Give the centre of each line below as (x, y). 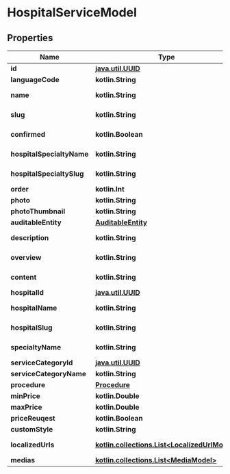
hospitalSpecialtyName (50, 154)
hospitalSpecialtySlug (47, 174)
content (24, 277)
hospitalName (34, 308)
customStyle (32, 429)
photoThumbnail (38, 211)
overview (26, 258)
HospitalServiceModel (72, 13)
